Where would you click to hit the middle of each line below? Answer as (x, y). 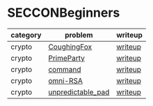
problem (79, 35)
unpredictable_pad (79, 92)
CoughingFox (70, 47)
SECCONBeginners (64, 13)
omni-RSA (66, 80)
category (26, 35)
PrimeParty (67, 58)
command (65, 69)
